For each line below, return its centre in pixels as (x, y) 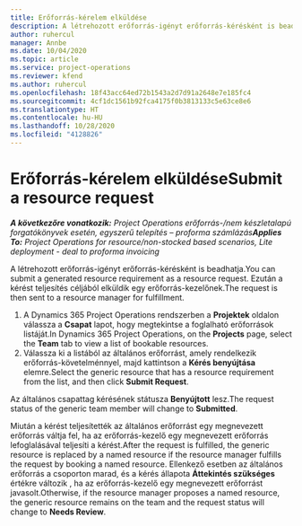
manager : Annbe (39, 43)
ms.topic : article (44, 59)
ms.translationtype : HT (55, 110)
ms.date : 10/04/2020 (49, 51)
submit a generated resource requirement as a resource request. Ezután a (147, 278)
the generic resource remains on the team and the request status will (138, 502)
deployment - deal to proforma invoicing (85, 251)
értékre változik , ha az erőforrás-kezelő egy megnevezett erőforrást (137, 483)
